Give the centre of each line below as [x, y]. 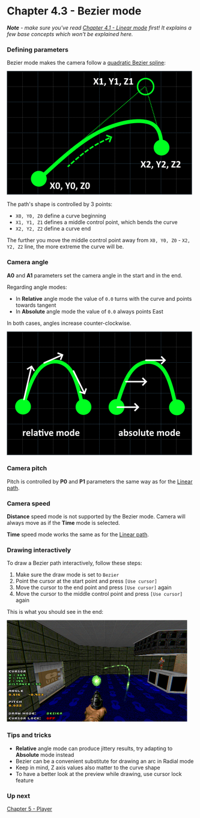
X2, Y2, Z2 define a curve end [53, 229]
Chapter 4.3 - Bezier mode [74, 11]
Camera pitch [27, 468]
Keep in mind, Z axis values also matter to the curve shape [88, 768]
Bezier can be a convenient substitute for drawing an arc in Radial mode [105, 761]
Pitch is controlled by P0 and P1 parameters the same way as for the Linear [100, 481]
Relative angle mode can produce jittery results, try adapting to [94, 748]
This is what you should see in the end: [55, 612]
